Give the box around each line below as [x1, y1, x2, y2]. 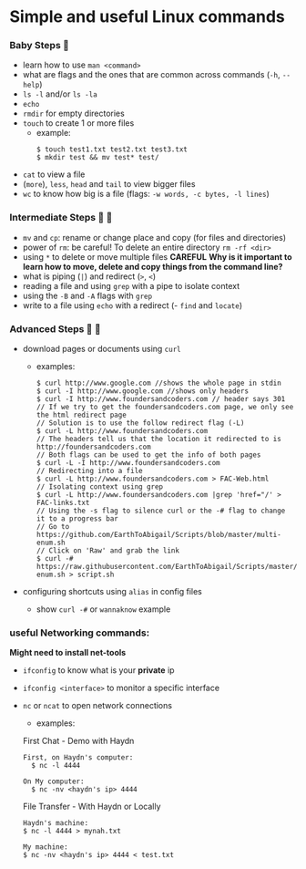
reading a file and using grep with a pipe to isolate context [22, 280, 240, 291]
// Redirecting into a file [36, 467, 143, 476]
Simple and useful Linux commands [9, 6, 285, 27]
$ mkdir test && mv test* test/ [36, 153, 159, 162]
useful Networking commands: [9, 626, 150, 639]
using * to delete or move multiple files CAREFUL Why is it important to [22, 251, 293, 262]
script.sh [76, 570, 115, 580]
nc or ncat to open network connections [22, 700, 173, 711]
